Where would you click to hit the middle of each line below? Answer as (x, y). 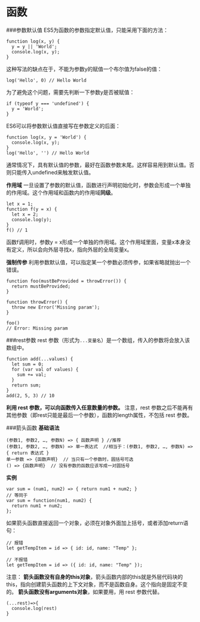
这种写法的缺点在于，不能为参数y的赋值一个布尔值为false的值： (84, 69)
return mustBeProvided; (41, 286)
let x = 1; (20, 204)
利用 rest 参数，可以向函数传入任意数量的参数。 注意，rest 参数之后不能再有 (100, 407)
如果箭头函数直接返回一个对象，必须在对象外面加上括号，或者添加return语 (97, 523)
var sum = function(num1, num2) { (49, 500)
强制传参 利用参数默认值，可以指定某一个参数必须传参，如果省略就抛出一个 (99, 262)
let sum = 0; (28, 364)
